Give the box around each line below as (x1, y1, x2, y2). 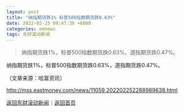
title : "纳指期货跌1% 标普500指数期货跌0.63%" (6, 15, 116, 21)
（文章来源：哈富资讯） (6, 74, 65, 82)
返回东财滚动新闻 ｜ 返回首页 (6, 99, 76, 107)
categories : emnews (6, 25, 56, 32)
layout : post (6, 8, 40, 15)
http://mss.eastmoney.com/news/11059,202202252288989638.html (6, 87, 178, 94)
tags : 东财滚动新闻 (6, 31, 51, 38)
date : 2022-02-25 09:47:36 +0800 (6, 20, 91, 26)
